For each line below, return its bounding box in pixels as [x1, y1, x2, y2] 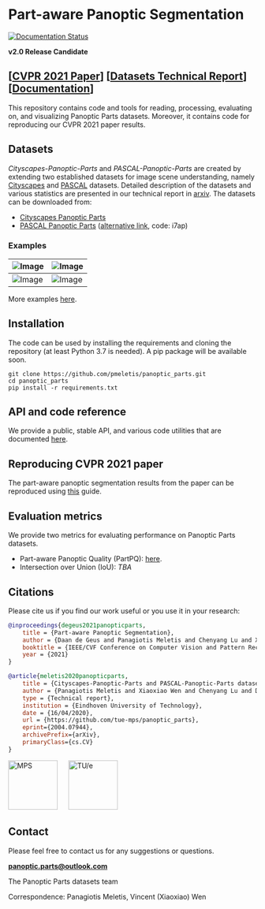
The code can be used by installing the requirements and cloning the [8, 337, 232, 348]
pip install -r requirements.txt [8, 384, 118, 392]
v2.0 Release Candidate [8, 47, 88, 56]
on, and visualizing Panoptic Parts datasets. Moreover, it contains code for [8, 111, 250, 121]
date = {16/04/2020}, [22, 709, 93, 717]
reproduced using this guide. [8, 486, 103, 496]
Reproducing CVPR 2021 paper [8, 457, 164, 471]
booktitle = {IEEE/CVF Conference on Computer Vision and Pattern [22, 643, 245, 651]
